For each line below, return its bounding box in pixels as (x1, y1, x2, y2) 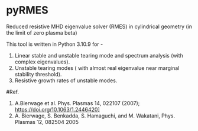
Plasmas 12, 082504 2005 (14, 118, 79, 125)
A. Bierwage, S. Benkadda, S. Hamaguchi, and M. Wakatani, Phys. (14, 112, 176, 119)
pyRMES (6, 4, 48, 17)
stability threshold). (14, 70, 62, 78)
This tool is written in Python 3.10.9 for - (6, 41, 103, 48)
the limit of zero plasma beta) (6, 29, 78, 36)
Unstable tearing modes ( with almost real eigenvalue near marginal (14, 64, 180, 71)
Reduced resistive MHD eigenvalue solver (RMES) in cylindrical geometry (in (6, 23, 193, 30)
